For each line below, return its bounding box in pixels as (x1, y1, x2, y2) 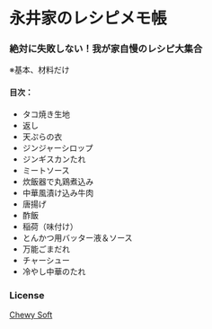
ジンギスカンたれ (22, 154, 86, 164)
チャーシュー (22, 254, 70, 265)
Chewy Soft (9, 309, 53, 320)
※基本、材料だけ (9, 65, 70, 76)
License (9, 289, 45, 301)
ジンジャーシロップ (22, 142, 93, 153)
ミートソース (22, 164, 70, 175)
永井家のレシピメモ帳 (9, 8, 168, 29)
